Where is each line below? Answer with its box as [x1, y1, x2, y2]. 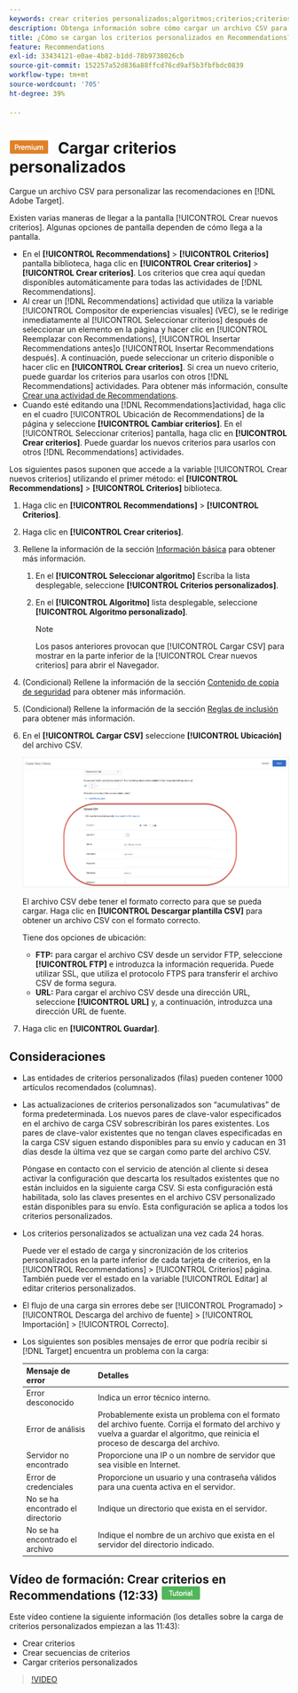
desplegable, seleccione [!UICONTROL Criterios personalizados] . [35, 580, 279, 590]
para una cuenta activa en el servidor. [97, 1481, 236, 1491]
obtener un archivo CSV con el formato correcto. [21, 915, 201, 926]
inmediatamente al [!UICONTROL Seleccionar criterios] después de [21, 315, 269, 326]
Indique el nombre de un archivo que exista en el [97, 1530, 275, 1540]
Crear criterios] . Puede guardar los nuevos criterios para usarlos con [21, 438, 277, 448]
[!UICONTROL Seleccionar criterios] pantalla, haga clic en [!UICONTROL [21, 428, 287, 439]
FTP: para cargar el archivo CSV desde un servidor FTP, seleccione [35, 950, 283, 961]
